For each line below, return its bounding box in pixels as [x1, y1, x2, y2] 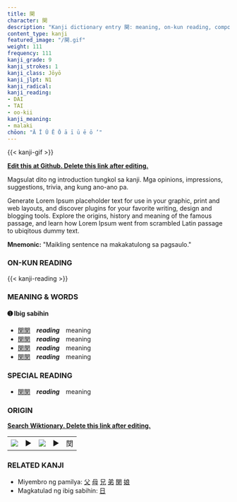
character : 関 [7, 17, 48, 24]
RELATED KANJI [7, 460, 64, 470]
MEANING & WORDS [7, 291, 79, 301]
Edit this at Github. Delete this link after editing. [7, 162, 149, 170]
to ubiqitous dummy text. [7, 227, 80, 235]
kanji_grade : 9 [7, 57, 52, 64]
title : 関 [7, 10, 35, 18]
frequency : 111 [7, 50, 52, 57]
